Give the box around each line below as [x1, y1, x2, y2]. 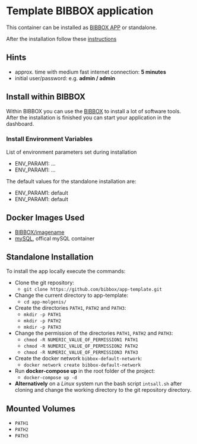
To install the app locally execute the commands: [6, 268, 126, 275]
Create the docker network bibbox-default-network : [14, 355, 142, 362]
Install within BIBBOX [6, 92, 86, 102]
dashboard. [6, 120, 34, 127]
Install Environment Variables [6, 135, 93, 143]
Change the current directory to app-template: [14, 292, 129, 299]
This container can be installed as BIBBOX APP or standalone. [6, 24, 157, 31]
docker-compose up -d [23, 375, 77, 381]
